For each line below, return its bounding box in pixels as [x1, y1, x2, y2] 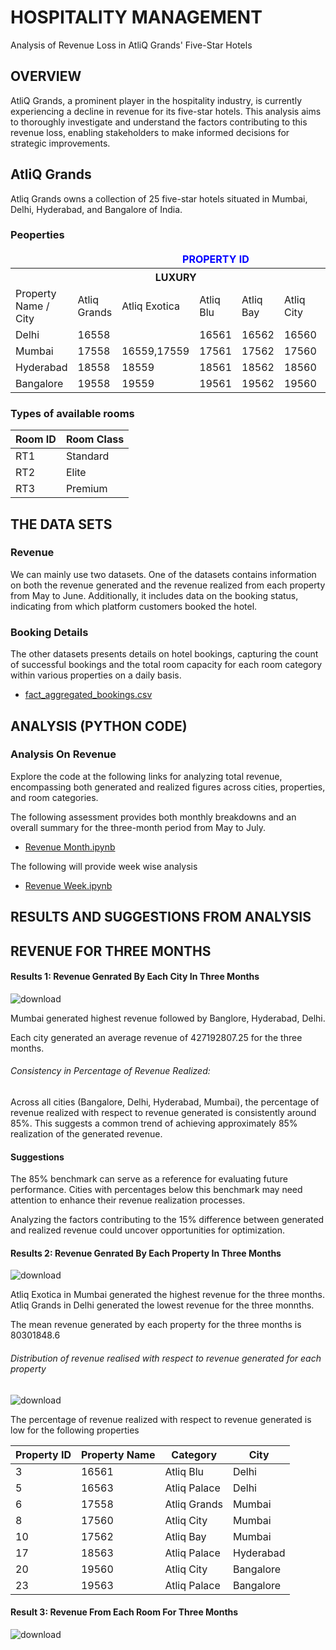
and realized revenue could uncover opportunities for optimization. [10, 1224, 285, 1236]
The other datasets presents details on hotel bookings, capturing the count [10, 648, 319, 660]
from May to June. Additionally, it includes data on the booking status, [10, 589, 299, 601]
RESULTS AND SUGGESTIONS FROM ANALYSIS [10, 909, 312, 926]
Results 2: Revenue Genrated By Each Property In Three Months [10, 1247, 282, 1259]
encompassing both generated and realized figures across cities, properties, [10, 781, 326, 793]
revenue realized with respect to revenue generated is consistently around [10, 1107, 317, 1119]
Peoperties [10, 228, 65, 242]
